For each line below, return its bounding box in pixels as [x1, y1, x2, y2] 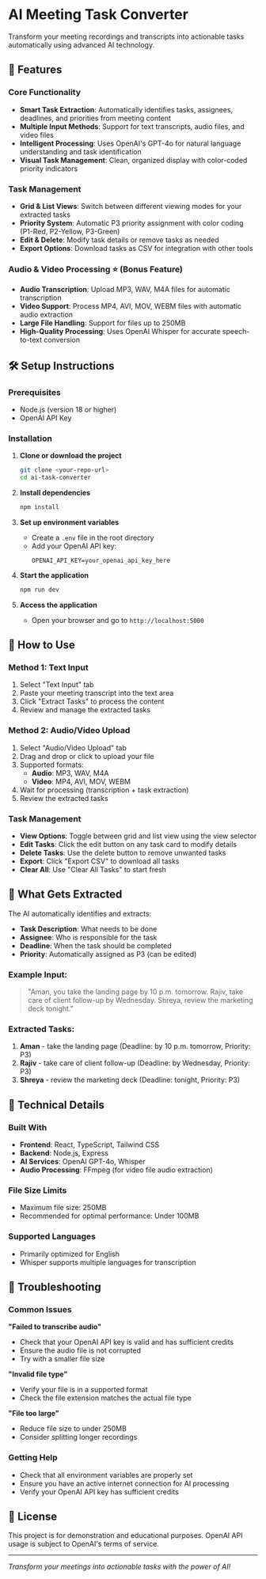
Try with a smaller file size [19, 1354, 105, 1364]
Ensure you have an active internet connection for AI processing [19, 1478, 230, 1488]
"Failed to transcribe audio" [8, 1322, 101, 1331]
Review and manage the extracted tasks [19, 705, 151, 715]
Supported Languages [8, 1231, 97, 1242]
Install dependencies [19, 488, 91, 497]
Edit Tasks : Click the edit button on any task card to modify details [19, 839, 237, 848]
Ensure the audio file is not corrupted [19, 1346, 141, 1355]
